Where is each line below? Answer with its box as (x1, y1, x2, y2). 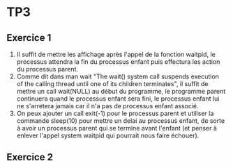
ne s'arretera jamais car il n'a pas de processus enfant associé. (16, 102, 200, 110)
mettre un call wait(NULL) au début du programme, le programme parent (16, 87, 226, 95)
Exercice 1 (6, 32, 52, 44)
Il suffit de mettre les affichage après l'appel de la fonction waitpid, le (16, 50, 216, 58)
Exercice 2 (6, 151, 54, 163)
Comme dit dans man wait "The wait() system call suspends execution (16, 72, 219, 81)
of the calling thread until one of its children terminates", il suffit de (16, 80, 209, 87)
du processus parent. (16, 65, 78, 73)
